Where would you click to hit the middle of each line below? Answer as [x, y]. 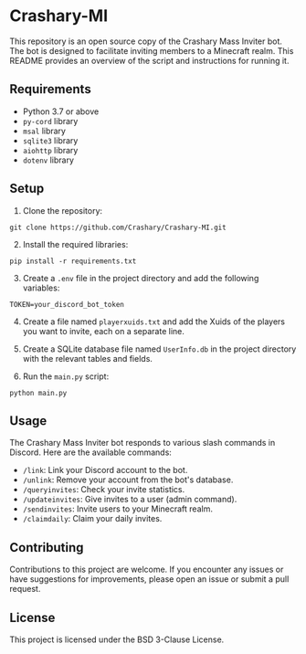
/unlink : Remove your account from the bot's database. [128, 480]
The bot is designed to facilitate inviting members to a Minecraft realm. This [152, 50]
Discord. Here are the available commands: [90, 452]
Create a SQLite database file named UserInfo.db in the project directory [159, 349]
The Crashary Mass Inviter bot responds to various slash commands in [142, 443]
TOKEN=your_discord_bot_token [67, 304]
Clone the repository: [63, 210]
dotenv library [48, 160]
